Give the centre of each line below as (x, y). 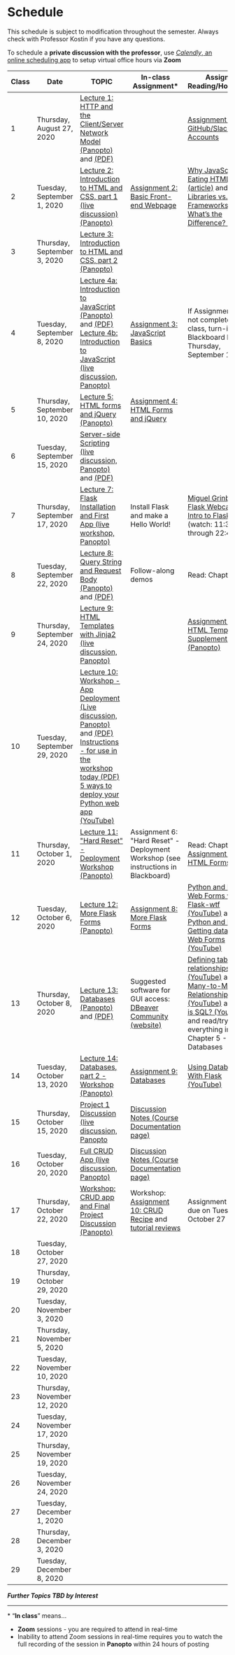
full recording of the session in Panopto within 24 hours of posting (113, 1644)
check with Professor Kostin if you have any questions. (86, 38)
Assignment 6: (154, 831)
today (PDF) (100, 777)
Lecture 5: (97, 396)
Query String (101, 561)
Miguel (199, 498)
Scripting (95, 443)
